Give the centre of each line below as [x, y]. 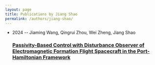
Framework [57, 58]
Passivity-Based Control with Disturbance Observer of [78, 45]
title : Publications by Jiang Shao [41, 14]
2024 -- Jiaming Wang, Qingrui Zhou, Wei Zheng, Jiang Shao [74, 33]
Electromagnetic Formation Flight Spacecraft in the [74, 51]
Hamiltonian [27, 58]
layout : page [18, 10]
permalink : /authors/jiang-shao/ [39, 19]
